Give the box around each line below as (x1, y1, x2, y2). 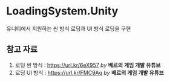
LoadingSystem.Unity (6, 4, 119, 18)
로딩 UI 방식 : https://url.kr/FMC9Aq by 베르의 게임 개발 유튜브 (15, 69, 165, 76)
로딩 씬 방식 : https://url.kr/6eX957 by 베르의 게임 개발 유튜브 (15, 61, 161, 69)
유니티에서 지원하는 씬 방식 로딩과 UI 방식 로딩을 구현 (6, 25, 131, 32)
